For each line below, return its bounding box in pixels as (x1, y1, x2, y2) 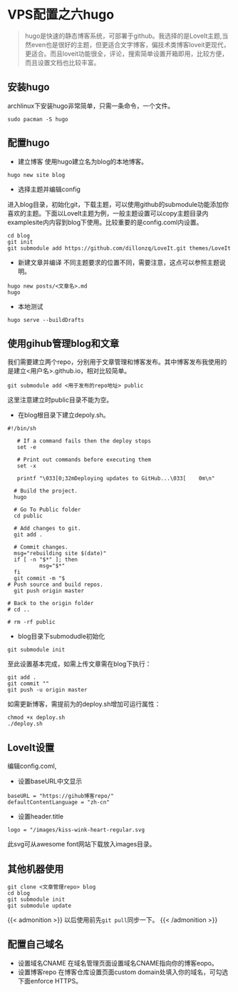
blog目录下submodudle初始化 (17, 632, 105, 641)
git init (7, 238, 33, 246)
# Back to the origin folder (7, 600, 94, 607)
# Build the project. (14, 487, 78, 495)
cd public (14, 512, 43, 520)
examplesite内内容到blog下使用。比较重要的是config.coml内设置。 (7, 218, 203, 226)
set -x (16, 462, 37, 470)
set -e (16, 444, 37, 451)
